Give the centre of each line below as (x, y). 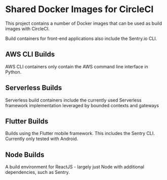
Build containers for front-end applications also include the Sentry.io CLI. (81, 38)
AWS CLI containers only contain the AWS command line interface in (77, 66)
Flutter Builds (27, 121)
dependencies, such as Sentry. (37, 172)
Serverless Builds (34, 88)
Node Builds (25, 154)
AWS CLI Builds (30, 54)
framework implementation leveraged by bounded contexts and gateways (82, 105)
